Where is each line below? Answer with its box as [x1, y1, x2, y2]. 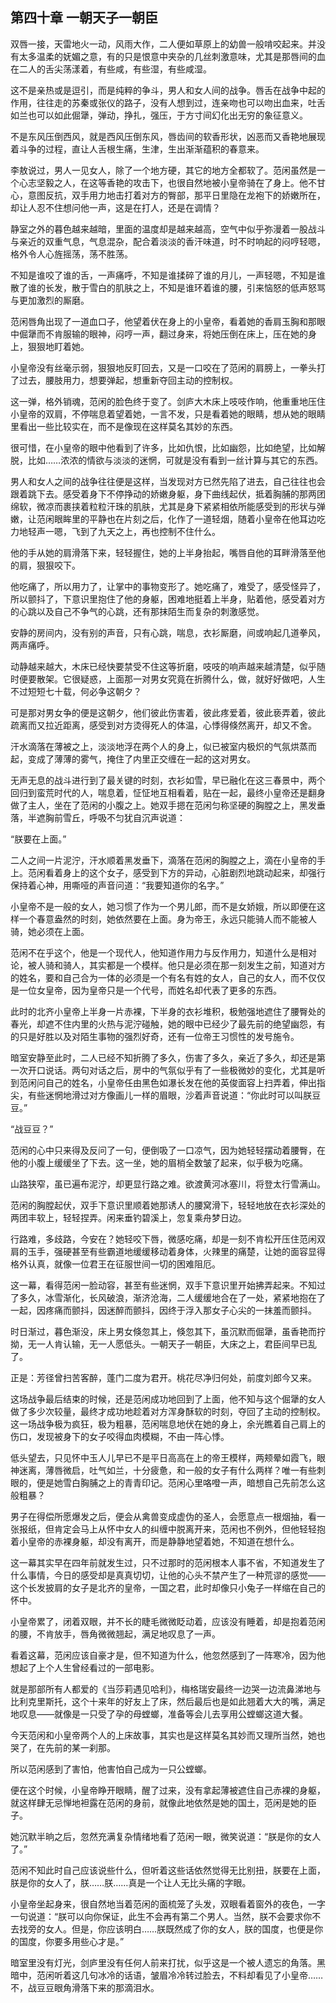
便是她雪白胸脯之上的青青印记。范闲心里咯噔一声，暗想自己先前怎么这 [36, 1476, 326, 1488]
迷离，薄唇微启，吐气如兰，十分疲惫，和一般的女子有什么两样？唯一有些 [18, 1464, 317, 1476]
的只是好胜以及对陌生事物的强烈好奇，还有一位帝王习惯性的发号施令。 [10, 1030, 300, 1042]
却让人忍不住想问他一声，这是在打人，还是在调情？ [10, 201, 221, 213]
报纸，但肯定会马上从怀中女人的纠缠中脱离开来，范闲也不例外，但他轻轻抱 [18, 1523, 326, 1535]
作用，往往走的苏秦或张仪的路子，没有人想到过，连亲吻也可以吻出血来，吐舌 [10, 96, 326, 108]
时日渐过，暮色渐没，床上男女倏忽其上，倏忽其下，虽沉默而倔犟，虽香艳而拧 [10, 1325, 326, 1337]
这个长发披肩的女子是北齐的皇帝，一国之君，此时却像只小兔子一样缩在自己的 [10, 1581, 326, 1593]
